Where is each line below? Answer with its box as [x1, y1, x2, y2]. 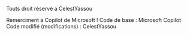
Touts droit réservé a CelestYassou [6, 5, 93, 12]
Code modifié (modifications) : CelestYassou [6, 23, 117, 30]
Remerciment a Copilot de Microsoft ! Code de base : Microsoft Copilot [6, 17, 182, 23]
